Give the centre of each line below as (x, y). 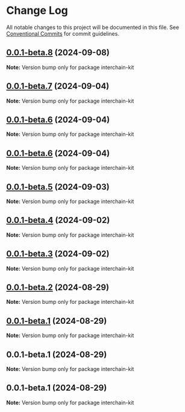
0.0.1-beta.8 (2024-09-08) (58, 53)
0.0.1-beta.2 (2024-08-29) (58, 288)
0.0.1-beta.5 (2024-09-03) (58, 187)
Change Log (37, 11)
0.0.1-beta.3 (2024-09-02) (58, 254)
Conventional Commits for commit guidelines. (63, 33)
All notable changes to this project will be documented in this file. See (93, 27)
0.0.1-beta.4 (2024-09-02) (58, 220)
